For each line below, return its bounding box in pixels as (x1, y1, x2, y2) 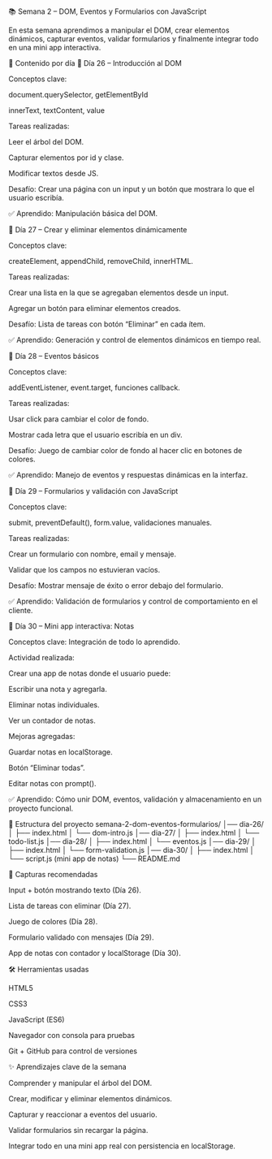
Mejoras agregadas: (8, 732, 76, 741)
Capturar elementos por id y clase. (8, 153, 124, 162)
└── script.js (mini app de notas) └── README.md (8, 854, 181, 863)
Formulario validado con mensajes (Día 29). (8, 932, 154, 942)
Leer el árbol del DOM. (8, 137, 84, 146)
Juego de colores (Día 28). (8, 917, 98, 926)
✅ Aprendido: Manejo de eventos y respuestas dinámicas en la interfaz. (8, 470, 248, 479)
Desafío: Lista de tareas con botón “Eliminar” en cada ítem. (8, 319, 205, 329)
